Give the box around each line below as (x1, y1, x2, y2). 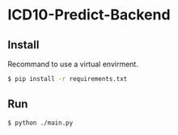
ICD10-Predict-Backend (7, 6, 171, 24)
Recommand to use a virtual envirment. (7, 59, 138, 69)
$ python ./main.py (7, 119, 74, 127)
